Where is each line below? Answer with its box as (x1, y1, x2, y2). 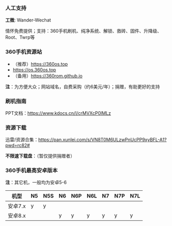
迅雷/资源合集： (5, 137, 39, 143)
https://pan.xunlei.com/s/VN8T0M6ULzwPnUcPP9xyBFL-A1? (38, 137, 167, 143)
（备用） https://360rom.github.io (12, 72, 83, 79)
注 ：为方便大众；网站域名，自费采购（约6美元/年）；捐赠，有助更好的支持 (5, 83, 160, 90)
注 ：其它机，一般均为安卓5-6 (5, 180, 67, 186)
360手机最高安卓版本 (5, 167, 58, 174)
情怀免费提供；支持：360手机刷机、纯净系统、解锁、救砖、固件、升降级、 (5, 28, 162, 34)
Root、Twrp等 (5, 34, 35, 40)
